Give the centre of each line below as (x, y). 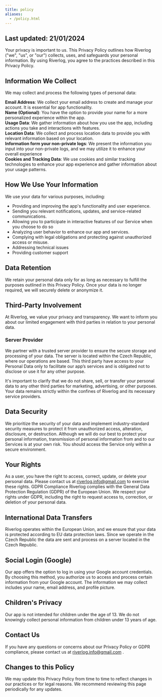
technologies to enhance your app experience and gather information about (81, 164)
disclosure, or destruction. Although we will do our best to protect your (76, 434)
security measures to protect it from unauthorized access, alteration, (74, 428)
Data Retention (28, 268)
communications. (29, 216)
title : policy (19, 10)
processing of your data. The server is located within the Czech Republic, (79, 356)
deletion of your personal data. (36, 502)
